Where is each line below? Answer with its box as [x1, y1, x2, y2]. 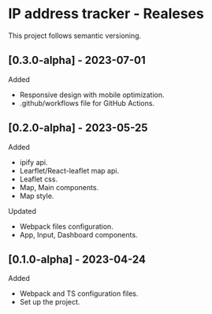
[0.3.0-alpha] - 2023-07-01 [8, 54, 146, 67]
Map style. [19, 191, 54, 200]
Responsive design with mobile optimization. [19, 90, 165, 99]
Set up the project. [19, 297, 80, 307]
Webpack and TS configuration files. [19, 289, 139, 298]
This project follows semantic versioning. [8, 31, 142, 40]
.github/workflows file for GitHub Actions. [19, 98, 155, 107]
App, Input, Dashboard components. [19, 230, 138, 239]
